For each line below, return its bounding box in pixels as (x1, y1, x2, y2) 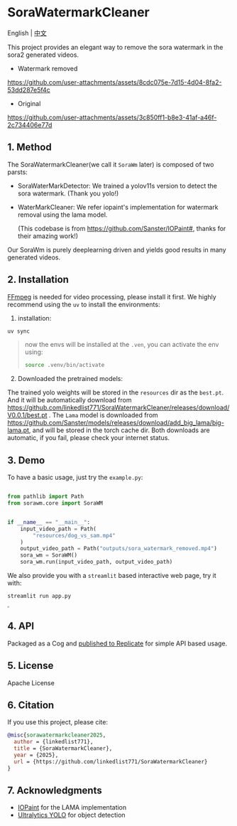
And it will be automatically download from (7, 396, 132, 404)
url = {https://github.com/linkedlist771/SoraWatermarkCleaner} (13, 758, 208, 765)
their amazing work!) (17, 232, 79, 240)
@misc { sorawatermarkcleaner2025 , (7, 731, 106, 739)
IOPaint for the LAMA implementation (17, 803, 127, 812)
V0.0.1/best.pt (7, 411, 48, 419)
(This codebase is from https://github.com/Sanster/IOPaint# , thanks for (17, 224, 226, 232)
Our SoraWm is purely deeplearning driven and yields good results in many (7, 245, 226, 254)
